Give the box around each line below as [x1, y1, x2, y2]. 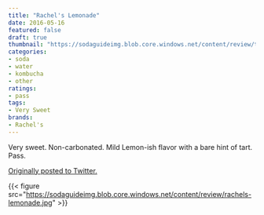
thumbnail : [8, 41, 44, 49]
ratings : [8, 84, 37, 93]
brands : [8, 114, 34, 122]
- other [8, 77, 34, 85]
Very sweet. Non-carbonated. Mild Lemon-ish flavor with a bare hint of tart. [8, 142, 253, 151]
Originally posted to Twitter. [8, 166, 98, 175]
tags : [8, 99, 26, 107]
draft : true [8, 33, 47, 42]
